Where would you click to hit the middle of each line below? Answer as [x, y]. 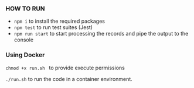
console [23, 40]
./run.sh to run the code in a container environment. [69, 79]
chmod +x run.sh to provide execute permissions [65, 68]
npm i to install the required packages [59, 21]
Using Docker [25, 55]
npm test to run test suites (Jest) [53, 27]
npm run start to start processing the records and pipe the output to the [101, 34]
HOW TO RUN [25, 8]
